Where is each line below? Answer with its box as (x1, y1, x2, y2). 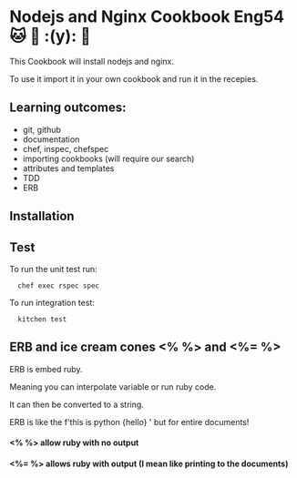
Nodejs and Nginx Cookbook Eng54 (9, 6, 285, 27)
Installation (9, 208, 75, 224)
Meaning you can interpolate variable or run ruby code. (9, 381, 217, 392)
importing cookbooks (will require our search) (22, 153, 195, 164)
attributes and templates (22, 162, 115, 174)
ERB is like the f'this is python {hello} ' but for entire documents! (9, 416, 250, 427)
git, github (22, 124, 62, 135)
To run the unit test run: (9, 263, 97, 274)
